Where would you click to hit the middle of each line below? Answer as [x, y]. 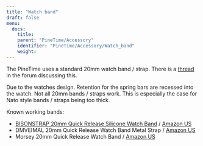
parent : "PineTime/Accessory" [56, 40]
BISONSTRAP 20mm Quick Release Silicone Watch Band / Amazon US [103, 123]
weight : [27, 52]
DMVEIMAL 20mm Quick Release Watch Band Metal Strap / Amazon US [105, 130]
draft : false [23, 18]
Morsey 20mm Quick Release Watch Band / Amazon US [85, 136]
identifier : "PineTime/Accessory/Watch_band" [76, 46]
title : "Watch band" [33, 12]
